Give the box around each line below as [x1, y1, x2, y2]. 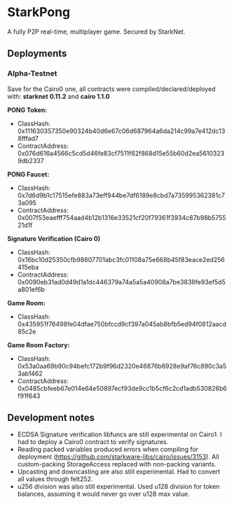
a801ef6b [17, 285, 46, 293]
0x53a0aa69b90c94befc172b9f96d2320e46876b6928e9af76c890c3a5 [17, 361, 227, 370]
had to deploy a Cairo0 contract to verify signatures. [17, 438, 169, 446]
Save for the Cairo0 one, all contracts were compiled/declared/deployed [7, 85, 216, 93]
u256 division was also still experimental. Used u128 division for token [17, 483, 220, 491]
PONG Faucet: [7, 170, 50, 179]
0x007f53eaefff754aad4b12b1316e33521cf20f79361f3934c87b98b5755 [17, 213, 226, 221]
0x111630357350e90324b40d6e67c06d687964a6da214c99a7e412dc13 [17, 127, 226, 135]
